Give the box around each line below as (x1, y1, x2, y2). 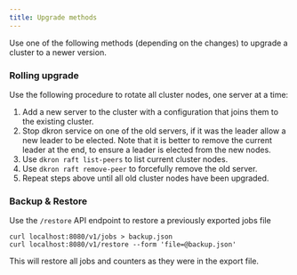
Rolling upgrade (9, 69, 80, 81)
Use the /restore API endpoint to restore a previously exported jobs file (9, 215, 271, 226)
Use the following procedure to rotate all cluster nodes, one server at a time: (9, 89, 289, 100)
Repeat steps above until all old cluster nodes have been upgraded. (21, 173, 269, 183)
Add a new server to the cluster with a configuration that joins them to (21, 106, 278, 117)
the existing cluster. (21, 116, 94, 126)
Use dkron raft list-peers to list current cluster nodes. (21, 153, 229, 165)
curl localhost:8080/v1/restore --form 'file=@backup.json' (9, 240, 237, 249)
